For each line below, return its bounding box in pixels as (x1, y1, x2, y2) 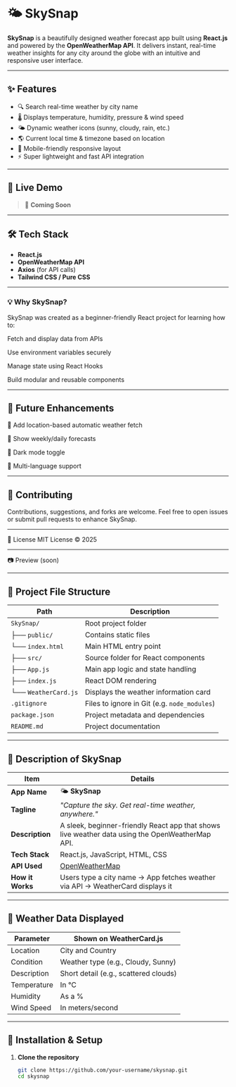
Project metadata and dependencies (84, 710, 205, 720)
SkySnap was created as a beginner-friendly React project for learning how (7, 313, 226, 321)
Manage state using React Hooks (7, 361, 103, 370)
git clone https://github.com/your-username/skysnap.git (17, 1067, 188, 1074)
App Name (11, 787, 48, 797)
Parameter (13, 933, 51, 943)
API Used (11, 861, 43, 871)
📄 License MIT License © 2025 (7, 535, 97, 544)
